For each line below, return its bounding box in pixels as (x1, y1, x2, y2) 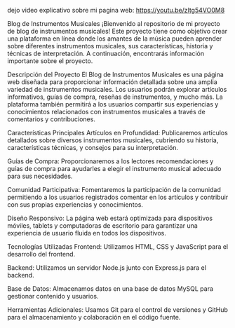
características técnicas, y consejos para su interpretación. (7, 144, 179, 151)
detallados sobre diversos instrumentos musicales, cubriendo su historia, (7, 136, 219, 144)
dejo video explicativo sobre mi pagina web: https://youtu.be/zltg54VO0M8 (7, 6, 225, 14)
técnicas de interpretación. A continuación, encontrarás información (7, 49, 205, 57)
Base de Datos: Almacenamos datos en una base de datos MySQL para (7, 285, 214, 293)
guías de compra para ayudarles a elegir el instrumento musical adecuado (7, 165, 222, 172)
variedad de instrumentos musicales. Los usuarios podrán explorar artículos (7, 86, 227, 93)
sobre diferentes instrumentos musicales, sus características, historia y (7, 42, 213, 50)
